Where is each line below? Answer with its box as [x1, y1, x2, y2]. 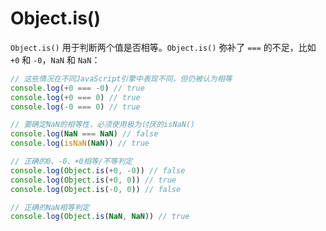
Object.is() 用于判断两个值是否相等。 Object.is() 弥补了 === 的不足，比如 [10, 41, 317, 53]
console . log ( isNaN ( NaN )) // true [10, 138, 150, 149]
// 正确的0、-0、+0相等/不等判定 [10, 157, 133, 167]
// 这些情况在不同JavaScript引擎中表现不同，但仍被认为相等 [10, 73, 233, 84]
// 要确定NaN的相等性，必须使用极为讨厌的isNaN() [10, 120, 196, 130]
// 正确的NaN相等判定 [10, 202, 90, 212]
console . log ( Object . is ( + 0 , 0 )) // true [10, 175, 177, 185]
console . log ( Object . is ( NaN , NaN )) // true [10, 212, 190, 222]
